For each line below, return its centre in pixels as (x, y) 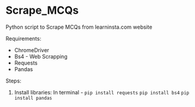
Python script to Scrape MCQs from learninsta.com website (79, 27)
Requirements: (23, 38)
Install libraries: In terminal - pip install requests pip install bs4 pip (102, 92)
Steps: (13, 81)
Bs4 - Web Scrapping (41, 56)
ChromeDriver (32, 50)
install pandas (33, 98)
